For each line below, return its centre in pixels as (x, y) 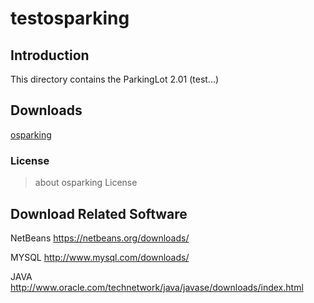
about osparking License (86, 183)
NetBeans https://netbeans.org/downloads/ (100, 238)
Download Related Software (99, 213)
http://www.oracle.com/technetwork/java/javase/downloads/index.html (157, 287)
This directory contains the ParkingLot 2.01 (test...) (115, 79)
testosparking (70, 18)
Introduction (50, 55)
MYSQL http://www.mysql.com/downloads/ (100, 257)
